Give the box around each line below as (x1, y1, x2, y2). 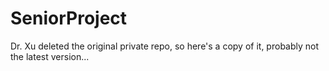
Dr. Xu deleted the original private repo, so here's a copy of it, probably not (10, 40, 320, 52)
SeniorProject (10, 7, 128, 30)
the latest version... (10, 50, 90, 62)
